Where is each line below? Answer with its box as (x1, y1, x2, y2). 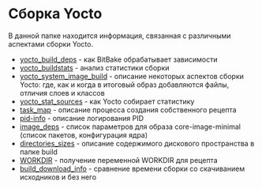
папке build (19, 147, 58, 157)
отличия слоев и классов (19, 88, 105, 97)
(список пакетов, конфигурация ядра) (19, 130, 148, 139)
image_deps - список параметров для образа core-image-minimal (19, 122, 241, 131)
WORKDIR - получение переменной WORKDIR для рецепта (19, 155, 218, 164)
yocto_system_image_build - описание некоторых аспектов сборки (19, 71, 245, 81)
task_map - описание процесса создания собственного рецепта (19, 104, 237, 115)
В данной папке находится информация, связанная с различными (8, 31, 231, 40)
